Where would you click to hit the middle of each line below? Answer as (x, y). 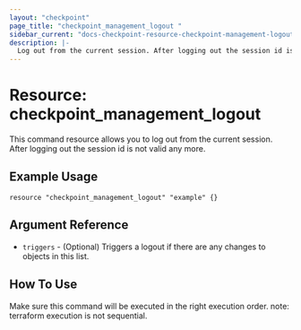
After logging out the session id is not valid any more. (107, 149)
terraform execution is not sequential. (78, 316)
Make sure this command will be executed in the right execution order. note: (149, 306)
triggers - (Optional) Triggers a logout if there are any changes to (144, 247)
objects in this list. (56, 256)
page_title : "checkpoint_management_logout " (95, 26)
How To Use (43, 285)
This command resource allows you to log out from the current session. (141, 139)
